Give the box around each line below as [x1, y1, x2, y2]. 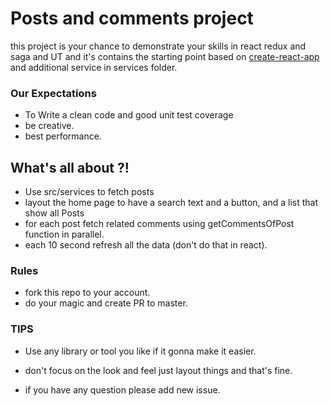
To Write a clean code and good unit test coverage [24, 109, 234, 121]
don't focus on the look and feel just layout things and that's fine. [24, 364, 293, 376]
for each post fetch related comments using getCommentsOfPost [24, 218, 295, 230]
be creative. [24, 120, 75, 132]
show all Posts [24, 207, 85, 219]
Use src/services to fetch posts [24, 186, 155, 198]
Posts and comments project [10, 7, 254, 30]
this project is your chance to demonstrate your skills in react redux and [10, 40, 307, 52]
